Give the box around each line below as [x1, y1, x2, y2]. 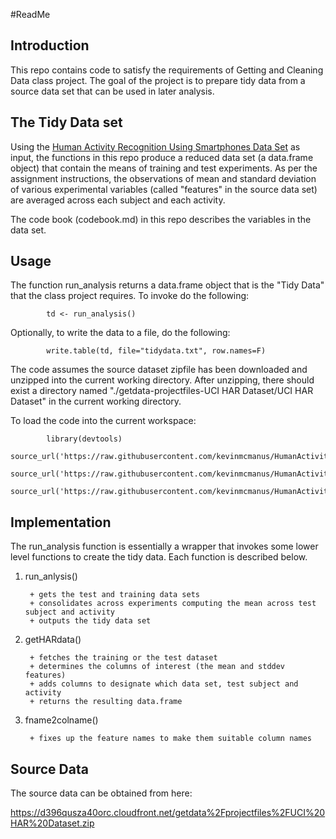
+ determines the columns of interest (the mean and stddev [29, 662, 286, 672]
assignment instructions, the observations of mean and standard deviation [10, 172, 317, 184]
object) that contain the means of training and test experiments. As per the [10, 162, 318, 174]
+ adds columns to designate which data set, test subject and [29, 679, 299, 689]
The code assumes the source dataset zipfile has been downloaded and [10, 364, 308, 376]
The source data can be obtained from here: [10, 787, 193, 799]
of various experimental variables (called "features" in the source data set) [10, 183, 318, 195]
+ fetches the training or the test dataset [29, 653, 218, 663]
